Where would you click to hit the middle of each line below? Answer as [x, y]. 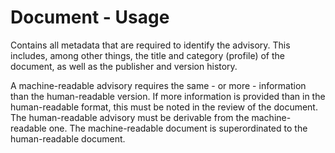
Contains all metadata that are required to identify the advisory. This [150, 45]
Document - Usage [90, 17]
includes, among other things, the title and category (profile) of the [148, 55]
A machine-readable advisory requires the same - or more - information [158, 85]
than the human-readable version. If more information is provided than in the [168, 96]
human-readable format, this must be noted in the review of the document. [164, 107]
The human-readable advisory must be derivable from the [130, 117]
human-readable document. [68, 138]
